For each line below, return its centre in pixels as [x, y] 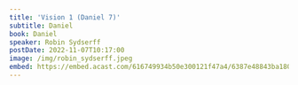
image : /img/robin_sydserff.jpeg [71, 58]
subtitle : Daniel [41, 26]
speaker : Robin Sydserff [55, 42]
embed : [21, 67]
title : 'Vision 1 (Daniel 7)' [65, 17]
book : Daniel [33, 34]
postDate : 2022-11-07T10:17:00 [67, 50]
